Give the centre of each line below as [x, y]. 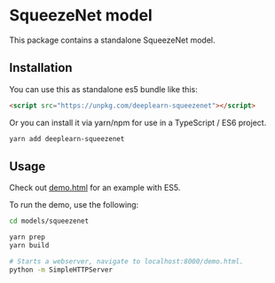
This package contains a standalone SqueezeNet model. [112, 40]
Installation [41, 68]
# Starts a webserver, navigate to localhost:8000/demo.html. [126, 261]
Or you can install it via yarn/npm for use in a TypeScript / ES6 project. [138, 122]
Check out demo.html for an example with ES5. [95, 188]
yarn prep [27, 237]
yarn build [29, 246]
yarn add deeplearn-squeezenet [67, 138]
